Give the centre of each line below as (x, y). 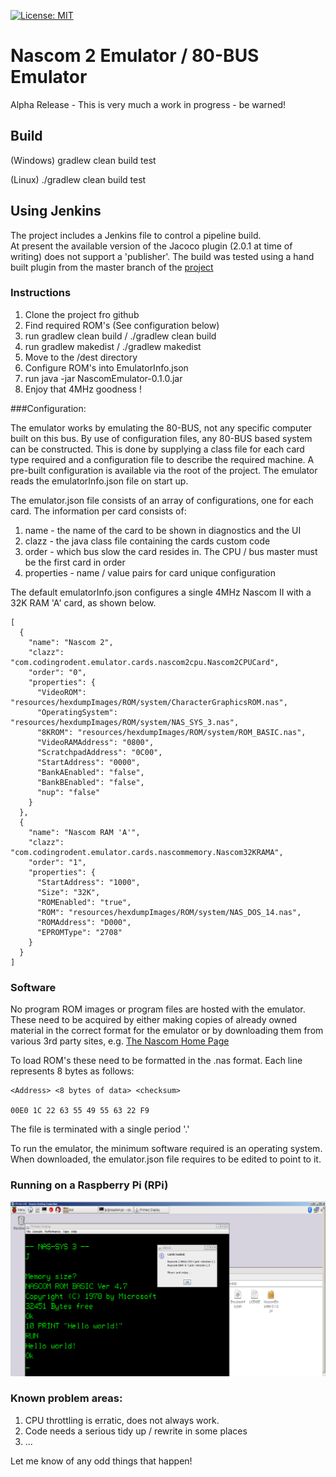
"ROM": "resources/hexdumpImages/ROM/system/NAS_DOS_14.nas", (169, 912)
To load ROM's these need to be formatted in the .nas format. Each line (156, 1061)
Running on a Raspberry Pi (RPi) (89, 1185)
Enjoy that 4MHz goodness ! (83, 389)
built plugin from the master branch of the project (112, 267)
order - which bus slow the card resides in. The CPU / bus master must (171, 551)
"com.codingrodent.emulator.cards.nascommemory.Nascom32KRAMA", (147, 852)
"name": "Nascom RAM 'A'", (84, 832)
